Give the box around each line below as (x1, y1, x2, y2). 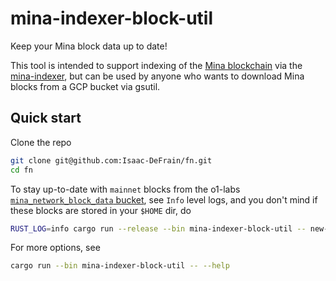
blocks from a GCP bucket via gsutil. (10, 80, 161, 92)
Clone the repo (10, 136, 72, 148)
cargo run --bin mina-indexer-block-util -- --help (10, 261, 230, 271)
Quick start (10, 110, 82, 127)
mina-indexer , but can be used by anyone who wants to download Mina (10, 70, 305, 82)
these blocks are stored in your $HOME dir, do (10, 204, 192, 216)
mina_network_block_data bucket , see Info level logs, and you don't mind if (10, 193, 318, 206)
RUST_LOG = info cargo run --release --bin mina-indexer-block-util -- (10, 223, 307, 234)
